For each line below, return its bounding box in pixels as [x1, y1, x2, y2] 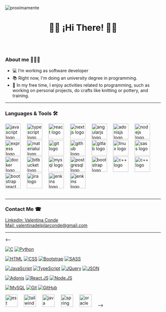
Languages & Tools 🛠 [5, 110, 58, 117]
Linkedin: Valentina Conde [5, 217, 58, 223]
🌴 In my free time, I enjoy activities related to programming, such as [12, 82, 150, 88]
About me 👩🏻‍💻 [5, 56, 41, 63]
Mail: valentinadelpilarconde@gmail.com [5, 222, 88, 228]
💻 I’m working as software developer [12, 68, 89, 74]
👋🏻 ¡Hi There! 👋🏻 [48, 22, 118, 34]
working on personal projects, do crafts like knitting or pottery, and [12, 88, 148, 94]
